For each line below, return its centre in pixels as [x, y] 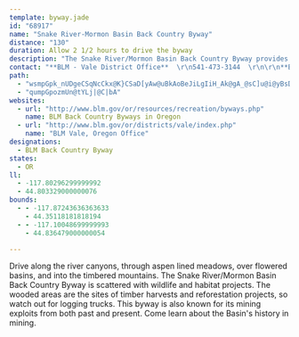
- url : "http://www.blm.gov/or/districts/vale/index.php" [127, 126]
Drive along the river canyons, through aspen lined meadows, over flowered [148, 266]
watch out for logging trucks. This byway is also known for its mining [135, 304]
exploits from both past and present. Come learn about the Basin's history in [149, 314]
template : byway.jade [49, 17]
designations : [36, 142]
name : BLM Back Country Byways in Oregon [103, 117]
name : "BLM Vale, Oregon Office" [87, 134]
